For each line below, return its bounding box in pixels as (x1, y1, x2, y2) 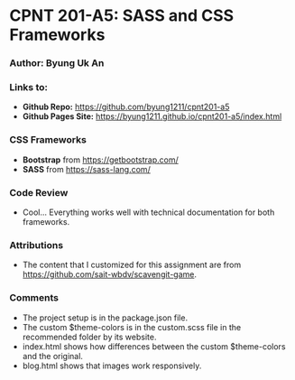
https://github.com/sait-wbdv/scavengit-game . (22, 269, 197, 280)
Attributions (9, 238, 64, 251)
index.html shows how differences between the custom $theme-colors (22, 340, 286, 352)
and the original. (22, 350, 84, 361)
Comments (9, 292, 59, 304)
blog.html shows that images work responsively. (22, 360, 202, 371)
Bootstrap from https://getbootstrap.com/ (22, 154, 179, 165)
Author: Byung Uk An (9, 57, 105, 70)
